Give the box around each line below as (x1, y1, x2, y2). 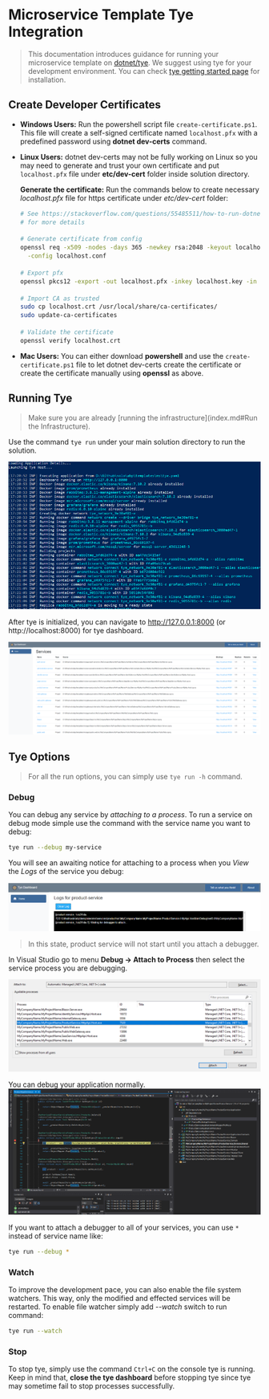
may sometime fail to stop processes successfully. (8, 1381, 175, 1391)
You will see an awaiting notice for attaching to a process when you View (8, 858, 250, 868)
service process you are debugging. (8, 963, 128, 973)
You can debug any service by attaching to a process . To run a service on (8, 810, 253, 819)
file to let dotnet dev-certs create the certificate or (75, 360, 242, 369)
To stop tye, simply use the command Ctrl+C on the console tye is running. (8, 1364, 255, 1374)
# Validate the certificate (19, 328, 114, 336)
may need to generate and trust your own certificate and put (19, 161, 220, 170)
